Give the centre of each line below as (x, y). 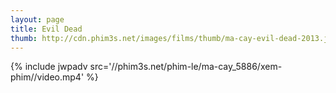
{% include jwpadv (49, 67)
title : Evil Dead (46, 29)
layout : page (37, 19)
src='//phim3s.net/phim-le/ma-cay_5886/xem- (186, 67)
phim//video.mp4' (47, 77)
